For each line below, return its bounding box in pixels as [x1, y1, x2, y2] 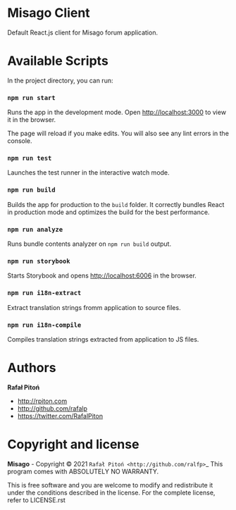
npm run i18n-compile [7, 321, 82, 329]
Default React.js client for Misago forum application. [7, 28, 159, 37]
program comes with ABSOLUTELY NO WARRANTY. [7, 467, 159, 475]
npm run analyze [7, 225, 63, 233]
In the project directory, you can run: [7, 76, 113, 85]
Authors [7, 360, 56, 376]
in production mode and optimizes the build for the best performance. [7, 208, 210, 216]
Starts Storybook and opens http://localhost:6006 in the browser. [7, 271, 197, 280]
